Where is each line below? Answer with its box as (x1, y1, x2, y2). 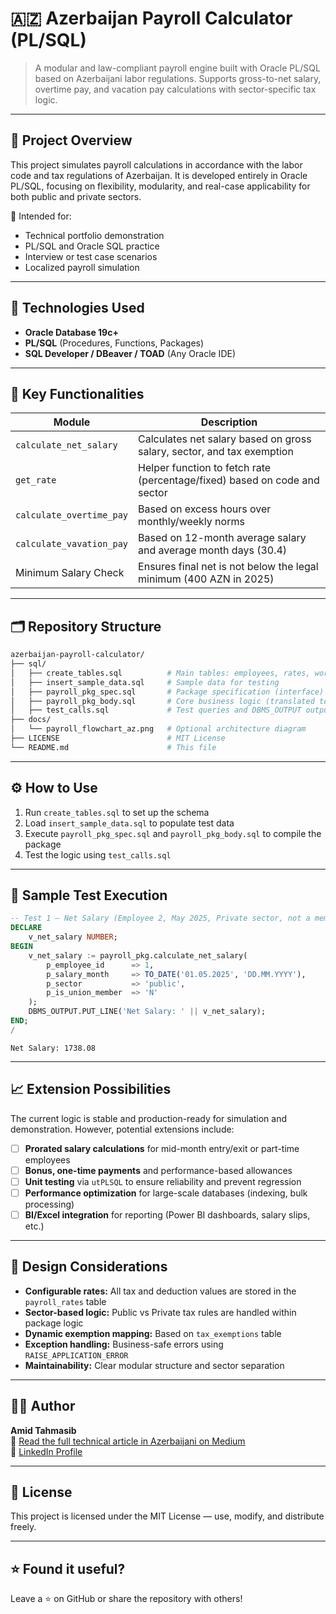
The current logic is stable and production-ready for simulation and (10, 1112, 287, 1124)
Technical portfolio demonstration (24, 229, 165, 241)
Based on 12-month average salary (138, 531, 307, 545)
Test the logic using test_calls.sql (24, 848, 172, 861)
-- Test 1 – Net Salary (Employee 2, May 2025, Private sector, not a (10, 913, 311, 924)
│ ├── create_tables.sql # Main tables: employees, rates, (10, 668, 311, 678)
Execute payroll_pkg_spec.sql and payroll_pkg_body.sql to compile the (24, 827, 322, 839)
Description (200, 415, 258, 429)
